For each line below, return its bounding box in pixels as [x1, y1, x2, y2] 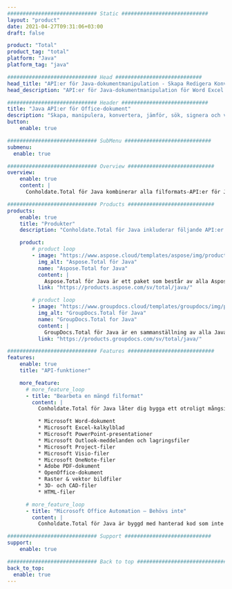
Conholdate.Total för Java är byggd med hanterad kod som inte [37, 520, 224, 527]
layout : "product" [7, 17, 60, 24]
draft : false [7, 29, 45, 37]
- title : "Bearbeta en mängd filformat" [25, 392, 144, 399]
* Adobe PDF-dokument [37, 463, 100, 470]
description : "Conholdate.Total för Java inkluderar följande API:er [19, 226, 224, 234]
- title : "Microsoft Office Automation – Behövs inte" [25, 507, 187, 514]
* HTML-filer [37, 489, 76, 496]
